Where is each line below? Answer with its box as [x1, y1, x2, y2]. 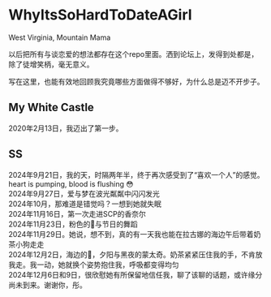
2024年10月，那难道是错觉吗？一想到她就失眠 [8, 199, 162, 209]
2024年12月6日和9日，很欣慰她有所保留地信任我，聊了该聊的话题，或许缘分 [8, 269, 263, 279]
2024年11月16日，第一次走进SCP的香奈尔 [8, 209, 146, 218]
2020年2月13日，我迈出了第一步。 [8, 123, 123, 133]
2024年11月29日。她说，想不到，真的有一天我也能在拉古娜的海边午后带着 [8, 229, 254, 239]
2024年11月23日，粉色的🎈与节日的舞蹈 [8, 219, 138, 229]
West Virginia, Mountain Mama [8, 32, 111, 42]
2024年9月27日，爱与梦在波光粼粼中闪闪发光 [8, 188, 160, 198]
